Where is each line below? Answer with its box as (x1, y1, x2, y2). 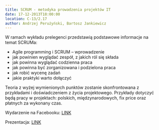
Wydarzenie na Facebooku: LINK (5, 110, 72, 116)
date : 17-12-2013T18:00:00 (5, 12, 60, 17)
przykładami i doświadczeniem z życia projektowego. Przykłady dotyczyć (5, 90, 155, 96)
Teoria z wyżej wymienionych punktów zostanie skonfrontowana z (5, 84, 139, 91)
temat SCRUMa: (5, 40, 38, 46)
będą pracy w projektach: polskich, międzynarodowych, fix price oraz (5, 95, 146, 101)
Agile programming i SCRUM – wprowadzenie (12, 49, 105, 55)
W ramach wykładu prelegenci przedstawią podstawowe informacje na (5, 34, 149, 40)
